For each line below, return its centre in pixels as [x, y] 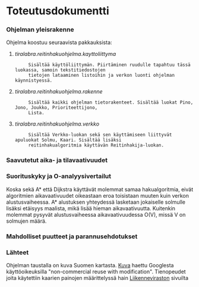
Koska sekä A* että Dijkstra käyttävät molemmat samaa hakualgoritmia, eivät [100, 189]
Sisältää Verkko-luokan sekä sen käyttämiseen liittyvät [100, 135]
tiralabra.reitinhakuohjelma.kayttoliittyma [65, 54]
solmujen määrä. [26, 221]
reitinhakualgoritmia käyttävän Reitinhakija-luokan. [96, 145]
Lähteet [18, 252]
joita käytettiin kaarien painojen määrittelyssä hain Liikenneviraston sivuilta [97, 277]
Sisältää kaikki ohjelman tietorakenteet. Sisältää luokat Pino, [111, 102]
